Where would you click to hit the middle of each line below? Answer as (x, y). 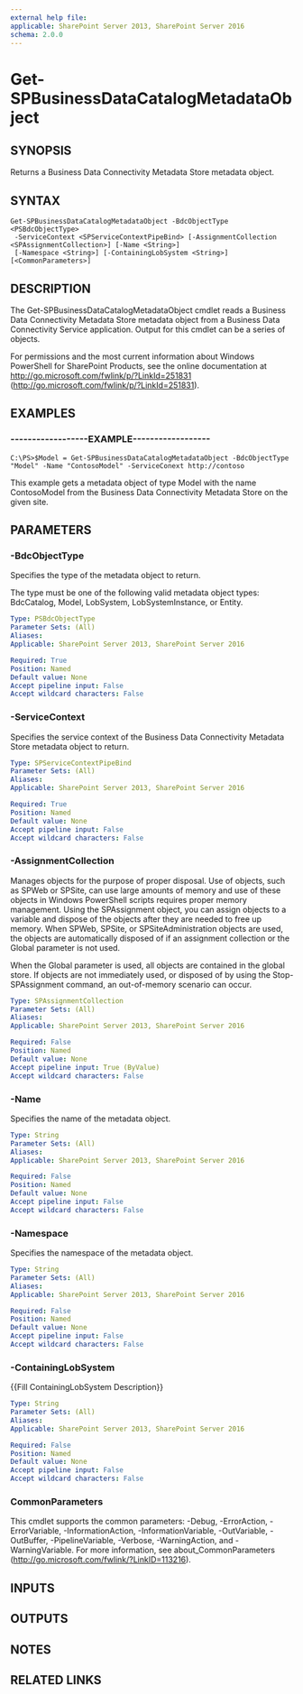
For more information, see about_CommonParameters (176, 1550)
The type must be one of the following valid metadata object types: (135, 593)
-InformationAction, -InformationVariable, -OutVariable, (166, 1531)
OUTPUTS (39, 1619)
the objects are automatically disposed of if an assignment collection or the (150, 938)
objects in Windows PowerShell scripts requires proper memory (129, 899)
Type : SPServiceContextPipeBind (71, 763)
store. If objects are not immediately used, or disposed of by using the (141, 974)
